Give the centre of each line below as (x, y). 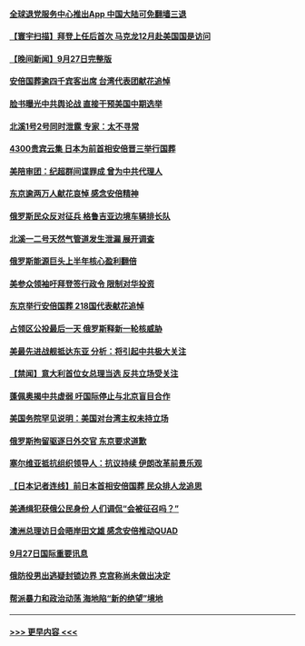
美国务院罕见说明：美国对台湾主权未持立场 (89, 419)
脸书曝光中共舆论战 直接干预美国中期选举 (86, 104)
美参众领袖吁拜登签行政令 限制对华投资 (82, 283)
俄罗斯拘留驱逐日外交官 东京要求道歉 (78, 441)
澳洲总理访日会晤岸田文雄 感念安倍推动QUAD (94, 531)
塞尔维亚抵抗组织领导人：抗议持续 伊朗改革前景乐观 (106, 463)
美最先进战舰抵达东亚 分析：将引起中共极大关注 (98, 351)
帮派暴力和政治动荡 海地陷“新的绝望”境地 (86, 599)
